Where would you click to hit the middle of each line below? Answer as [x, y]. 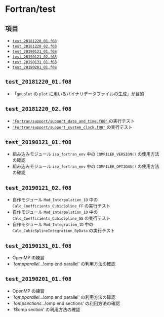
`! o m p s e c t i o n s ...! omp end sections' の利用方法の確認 [66, 303]
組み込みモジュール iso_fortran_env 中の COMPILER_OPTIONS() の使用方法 [86, 166]
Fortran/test [30, 9]
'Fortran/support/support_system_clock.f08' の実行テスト [72, 127]
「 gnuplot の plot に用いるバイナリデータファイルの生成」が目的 [78, 94]
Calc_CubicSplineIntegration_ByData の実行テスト [63, 231]
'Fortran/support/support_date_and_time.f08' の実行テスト [73, 121]
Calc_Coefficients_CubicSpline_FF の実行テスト [61, 206]
